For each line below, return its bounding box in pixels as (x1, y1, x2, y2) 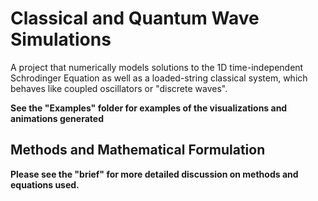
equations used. (10, 178, 80, 191)
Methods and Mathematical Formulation (10, 142, 266, 159)
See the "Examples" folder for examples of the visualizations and (10, 102, 288, 114)
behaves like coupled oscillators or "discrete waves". (10, 82, 228, 94)
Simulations (10, 28, 112, 51)
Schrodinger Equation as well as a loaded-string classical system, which (10, 72, 308, 84)
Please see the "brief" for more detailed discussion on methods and (10, 168, 299, 180)
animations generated (10, 112, 104, 124)
